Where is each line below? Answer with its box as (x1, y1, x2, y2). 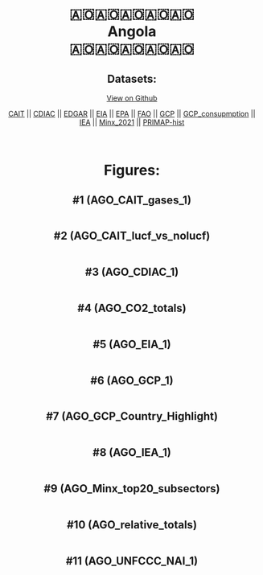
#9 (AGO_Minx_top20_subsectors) (43, 482, 220, 495)
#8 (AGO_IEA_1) (92, 446, 171, 459)
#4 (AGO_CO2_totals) (76, 302, 187, 315)
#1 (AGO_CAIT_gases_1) (72, 193, 192, 207)
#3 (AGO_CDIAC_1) (84, 265, 179, 279)
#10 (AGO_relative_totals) (66, 518, 198, 532)
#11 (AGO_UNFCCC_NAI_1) (65, 554, 199, 568)
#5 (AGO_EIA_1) (92, 337, 171, 351)
